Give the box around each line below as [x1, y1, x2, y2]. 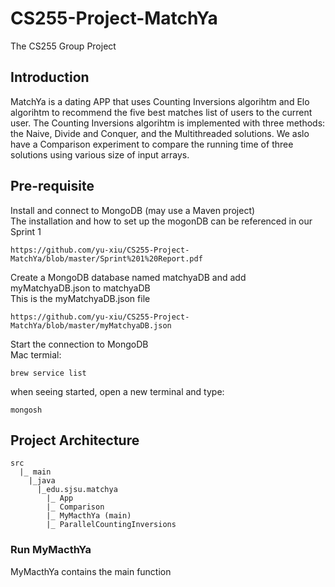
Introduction [10, 69, 90, 86]
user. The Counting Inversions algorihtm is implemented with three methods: [10, 117, 326, 129]
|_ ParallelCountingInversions [46, 520, 177, 530]
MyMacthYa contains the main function [10, 565, 172, 577]
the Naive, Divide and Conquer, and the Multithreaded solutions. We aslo [10, 127, 310, 139]
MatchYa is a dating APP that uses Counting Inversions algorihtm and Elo [10, 95, 310, 107]
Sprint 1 [10, 225, 42, 237]
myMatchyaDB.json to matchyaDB [10, 282, 151, 294]
